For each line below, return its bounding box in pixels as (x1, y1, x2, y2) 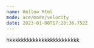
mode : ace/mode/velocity (6, 14, 69, 20)
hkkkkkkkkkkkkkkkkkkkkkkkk (6, 37, 80, 44)
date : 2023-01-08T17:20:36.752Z (6, 20, 88, 26)
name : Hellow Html (6, 8, 53, 15)
